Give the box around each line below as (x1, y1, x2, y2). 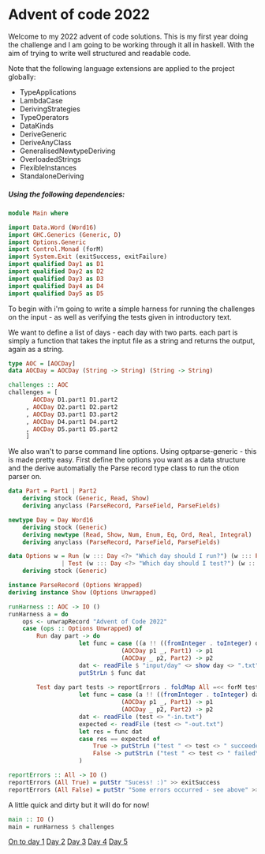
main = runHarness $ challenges (8, 822, 114, 830)
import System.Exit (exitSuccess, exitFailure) (8, 253, 168, 261)
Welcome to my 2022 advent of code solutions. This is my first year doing (8, 32, 248, 41)
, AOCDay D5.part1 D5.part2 (25, 425, 118, 433)
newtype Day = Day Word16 (8, 515, 93, 524)
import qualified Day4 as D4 (8, 282, 104, 290)
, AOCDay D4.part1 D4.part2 (25, 418, 118, 425)
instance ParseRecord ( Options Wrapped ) (8, 582, 144, 590)
